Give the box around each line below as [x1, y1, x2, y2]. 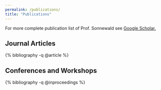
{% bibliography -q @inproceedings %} [5, 79, 85, 86]
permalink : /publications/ [5, 7, 61, 12]
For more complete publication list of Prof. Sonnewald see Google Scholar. [5, 25, 156, 31]
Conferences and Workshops [5, 67, 97, 75]
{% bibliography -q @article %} [5, 52, 69, 58]
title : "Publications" [5, 12, 52, 17]
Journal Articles [5, 39, 56, 47]
